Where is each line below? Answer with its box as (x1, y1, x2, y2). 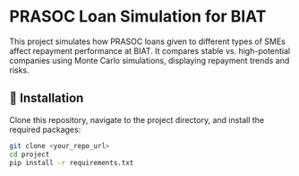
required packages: (9, 124, 81, 135)
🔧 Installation (9, 91, 84, 106)
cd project (9, 150, 50, 159)
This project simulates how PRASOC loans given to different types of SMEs (9, 36, 286, 47)
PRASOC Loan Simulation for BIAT (9, 6, 267, 27)
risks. (9, 65, 30, 75)
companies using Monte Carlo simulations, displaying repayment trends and (9, 55, 290, 66)
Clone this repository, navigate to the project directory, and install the (9, 114, 265, 125)
